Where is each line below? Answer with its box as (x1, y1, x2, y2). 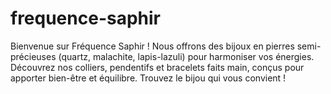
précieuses (10, 50, 57, 62)
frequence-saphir (10, 7, 161, 30)
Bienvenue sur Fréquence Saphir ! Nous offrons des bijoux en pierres (10, 40, 295, 52)
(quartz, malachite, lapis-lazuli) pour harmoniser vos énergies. (58, 50, 315, 62)
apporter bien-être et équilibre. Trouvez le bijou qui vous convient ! (10, 72, 287, 84)
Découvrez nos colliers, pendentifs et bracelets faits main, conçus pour (10, 61, 305, 73)
